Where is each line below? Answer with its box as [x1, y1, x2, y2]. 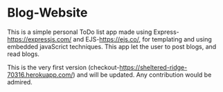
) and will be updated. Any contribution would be [72, 71, 212, 79]
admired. [7, 77, 33, 86]
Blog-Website [7, 5, 88, 21]
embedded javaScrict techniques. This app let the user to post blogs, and [7, 42, 217, 50]
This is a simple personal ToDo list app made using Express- [7, 28, 180, 36]
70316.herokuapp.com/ [7, 71, 73, 79]
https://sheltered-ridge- [119, 63, 188, 71]
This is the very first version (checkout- [7, 63, 120, 71]
